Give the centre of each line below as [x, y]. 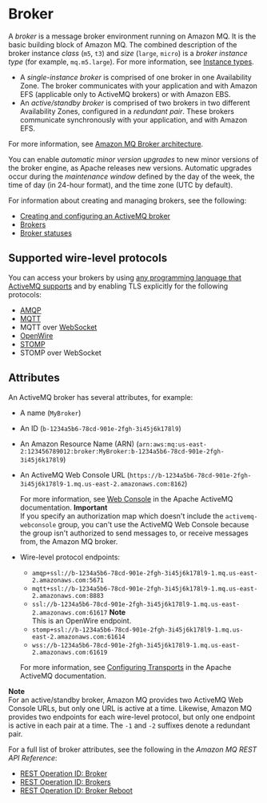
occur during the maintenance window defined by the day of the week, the [132, 176]
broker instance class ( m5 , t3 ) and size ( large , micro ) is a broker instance [128, 53]
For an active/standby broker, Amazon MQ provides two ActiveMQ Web [126, 700]
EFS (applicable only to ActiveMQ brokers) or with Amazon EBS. [125, 94]
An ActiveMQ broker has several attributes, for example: [101, 397]
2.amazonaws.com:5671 [68, 580]
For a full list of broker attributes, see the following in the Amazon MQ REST [133, 749]
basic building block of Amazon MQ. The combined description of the [123, 44]
